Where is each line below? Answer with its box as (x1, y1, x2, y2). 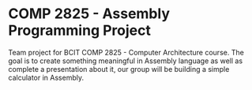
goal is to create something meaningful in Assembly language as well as (8, 56, 243, 66)
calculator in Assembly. (8, 73, 85, 82)
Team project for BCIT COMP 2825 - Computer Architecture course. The (8, 47, 245, 57)
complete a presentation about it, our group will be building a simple (8, 64, 230, 73)
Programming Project (8, 21, 152, 39)
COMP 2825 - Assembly (8, 5, 170, 23)
